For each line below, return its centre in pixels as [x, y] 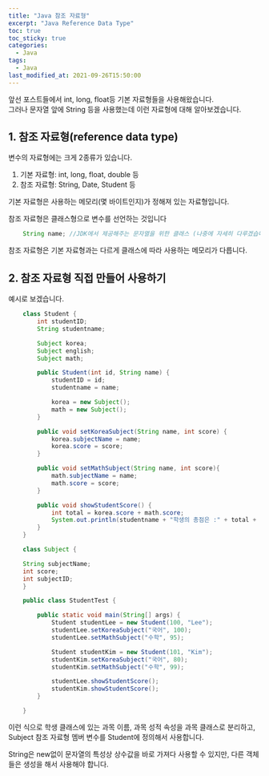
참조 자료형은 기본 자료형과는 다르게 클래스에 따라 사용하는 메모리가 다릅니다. [128, 250]
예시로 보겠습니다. [36, 299]
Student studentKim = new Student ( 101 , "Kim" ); [132, 652]
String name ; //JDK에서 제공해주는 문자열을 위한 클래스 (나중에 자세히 [128, 234]
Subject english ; [66, 351]
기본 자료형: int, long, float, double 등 [79, 175]
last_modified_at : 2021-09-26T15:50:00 [75, 75]
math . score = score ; [85, 483]
